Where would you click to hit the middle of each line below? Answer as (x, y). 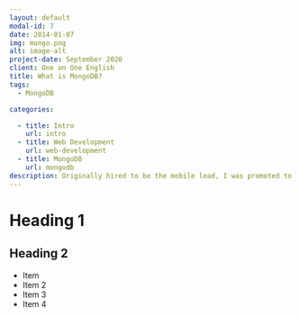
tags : (19, 85)
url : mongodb (50, 168)
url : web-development (66, 151)
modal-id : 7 (32, 26)
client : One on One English (62, 68)
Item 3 (34, 294)
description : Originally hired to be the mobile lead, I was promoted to (151, 176)
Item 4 (34, 303)
